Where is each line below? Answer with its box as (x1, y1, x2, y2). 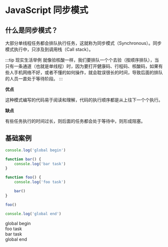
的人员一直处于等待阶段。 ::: (5, 76, 63, 81)
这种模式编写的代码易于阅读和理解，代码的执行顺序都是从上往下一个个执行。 (5, 97, 163, 103)
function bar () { (5, 157, 41, 162)
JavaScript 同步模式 (5, 4, 88, 16)
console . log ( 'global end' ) (5, 211, 61, 216)
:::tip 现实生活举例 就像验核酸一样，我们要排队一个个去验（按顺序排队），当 (5, 57, 159, 63)
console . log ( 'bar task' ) (14, 161, 66, 166)
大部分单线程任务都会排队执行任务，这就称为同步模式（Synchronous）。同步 (5, 40, 162, 46)
